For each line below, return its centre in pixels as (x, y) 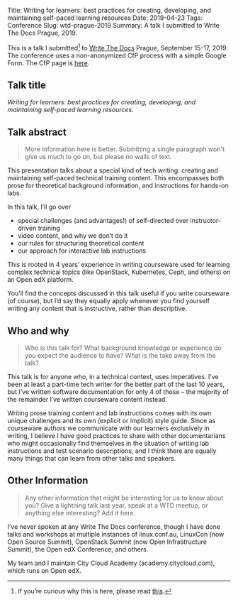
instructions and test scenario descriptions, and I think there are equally (112, 451)
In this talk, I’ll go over (39, 207)
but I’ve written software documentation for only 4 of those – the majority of (118, 392)
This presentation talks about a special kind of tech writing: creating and (113, 170)
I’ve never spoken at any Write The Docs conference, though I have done (114, 526)
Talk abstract (37, 132)
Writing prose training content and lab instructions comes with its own (109, 413)
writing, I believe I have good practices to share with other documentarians (117, 436)
